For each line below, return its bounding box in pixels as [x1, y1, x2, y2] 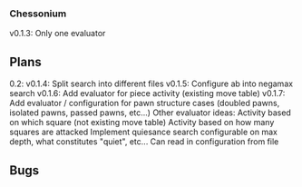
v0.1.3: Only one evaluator [9, 28, 106, 39]
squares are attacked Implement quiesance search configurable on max [9, 126, 278, 138]
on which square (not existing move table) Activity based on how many [9, 117, 275, 128]
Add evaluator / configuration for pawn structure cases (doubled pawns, [9, 98, 280, 109]
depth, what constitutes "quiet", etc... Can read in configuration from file [9, 136, 279, 147]
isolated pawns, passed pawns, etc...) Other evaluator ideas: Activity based [9, 107, 292, 118]
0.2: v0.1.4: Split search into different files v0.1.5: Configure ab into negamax [9, 78, 293, 89]
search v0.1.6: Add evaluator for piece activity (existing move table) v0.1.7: [9, 88, 286, 99]
